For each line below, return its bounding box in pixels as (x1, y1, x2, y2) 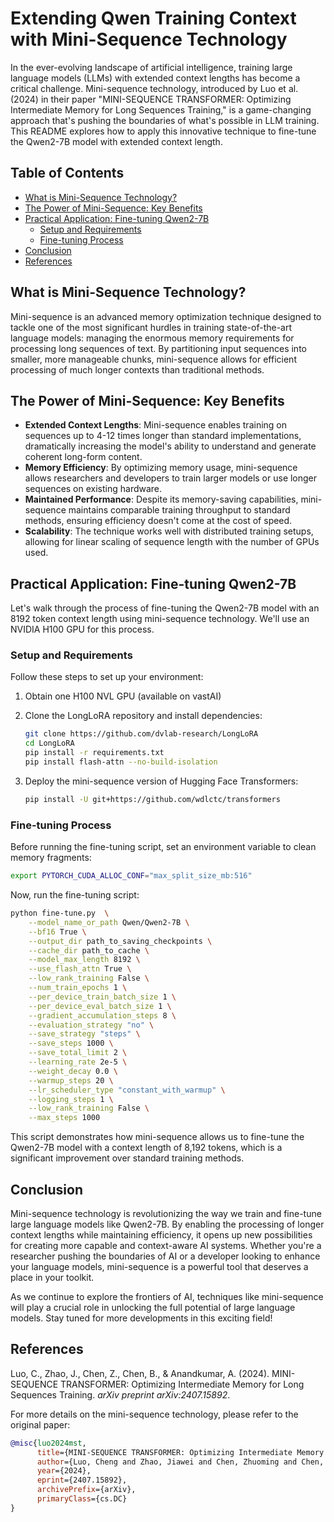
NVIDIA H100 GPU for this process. (10, 623, 155, 636)
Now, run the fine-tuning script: (10, 889, 140, 901)
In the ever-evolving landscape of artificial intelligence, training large (10, 61, 293, 73)
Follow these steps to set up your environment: (10, 671, 204, 683)
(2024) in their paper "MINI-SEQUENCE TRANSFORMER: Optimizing (10, 93, 292, 105)
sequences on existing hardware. (24, 483, 163, 495)
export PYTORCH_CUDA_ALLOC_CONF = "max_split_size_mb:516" (10, 871, 253, 881)
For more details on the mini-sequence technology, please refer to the (10, 1408, 299, 1420)
